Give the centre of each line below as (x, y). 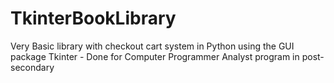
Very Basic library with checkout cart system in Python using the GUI (152, 46)
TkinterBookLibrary (93, 18)
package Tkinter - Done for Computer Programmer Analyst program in (155, 56)
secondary (32, 67)
